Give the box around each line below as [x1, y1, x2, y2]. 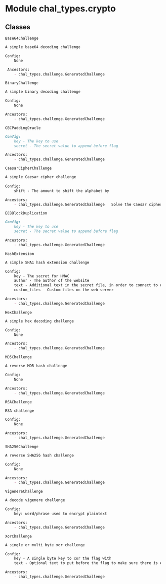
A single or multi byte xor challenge [5, 542, 85, 547]
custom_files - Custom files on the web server [14, 287, 114, 293]
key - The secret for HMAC [14, 273, 70, 278]
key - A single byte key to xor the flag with [14, 556, 112, 561]
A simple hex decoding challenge [5, 319, 74, 324]
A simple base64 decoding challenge [5, 45, 81, 50]
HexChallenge [5, 310, 32, 315]
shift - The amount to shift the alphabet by [14, 188, 110, 194]
